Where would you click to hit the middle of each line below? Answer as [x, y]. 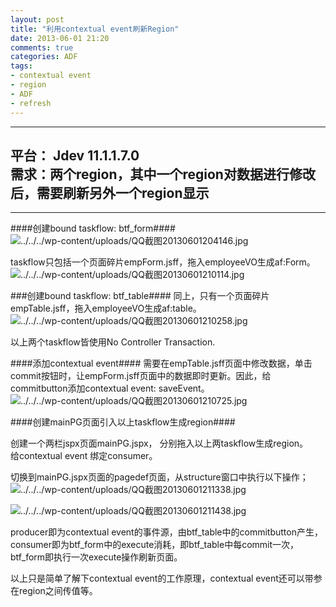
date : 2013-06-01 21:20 [60, 38]
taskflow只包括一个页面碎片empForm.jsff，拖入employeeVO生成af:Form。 [163, 262]
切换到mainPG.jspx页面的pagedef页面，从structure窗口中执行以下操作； [159, 477]
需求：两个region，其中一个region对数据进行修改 [163, 174]
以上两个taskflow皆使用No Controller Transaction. [113, 342]
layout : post [37, 19]
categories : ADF [44, 57]
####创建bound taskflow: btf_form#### [93, 228]
